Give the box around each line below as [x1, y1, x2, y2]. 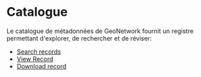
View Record [16, 54, 54, 63]
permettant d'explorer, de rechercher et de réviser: [6, 34, 152, 42]
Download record [16, 62, 67, 70]
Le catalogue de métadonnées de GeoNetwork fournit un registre [6, 27, 194, 35]
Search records [16, 47, 61, 56]
